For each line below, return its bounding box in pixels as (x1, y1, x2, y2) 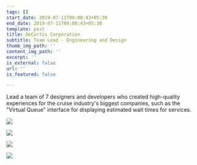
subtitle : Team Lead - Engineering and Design (6, 37, 127, 43)
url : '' (6, 65, 26, 72)
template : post (6, 26, 45, 32)
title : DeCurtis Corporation (6, 32, 81, 38)
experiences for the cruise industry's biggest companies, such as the (6, 100, 181, 107)
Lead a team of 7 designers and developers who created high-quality (6, 93, 181, 100)
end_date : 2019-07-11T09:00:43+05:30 (6, 20, 102, 26)
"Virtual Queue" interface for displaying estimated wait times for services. (6, 106, 192, 113)
